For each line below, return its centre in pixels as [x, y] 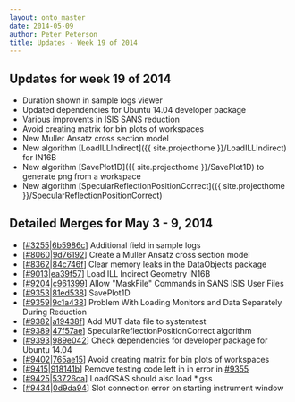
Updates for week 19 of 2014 [90, 78]
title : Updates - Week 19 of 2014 [74, 43]
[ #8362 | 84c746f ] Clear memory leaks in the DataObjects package [144, 264]
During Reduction [55, 312]
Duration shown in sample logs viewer [93, 100]
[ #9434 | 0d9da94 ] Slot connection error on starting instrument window [153, 388]
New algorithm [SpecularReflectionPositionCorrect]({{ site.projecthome [154, 186]
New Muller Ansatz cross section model [96, 139]
